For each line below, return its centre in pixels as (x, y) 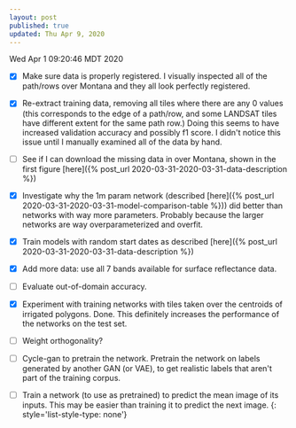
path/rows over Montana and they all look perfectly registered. (136, 86)
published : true (39, 26)
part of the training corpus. (71, 378)
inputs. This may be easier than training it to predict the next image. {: (149, 405)
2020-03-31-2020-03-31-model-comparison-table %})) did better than (152, 206)
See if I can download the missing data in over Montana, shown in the (149, 159)
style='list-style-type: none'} (74, 415)
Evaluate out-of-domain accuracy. (84, 286)
